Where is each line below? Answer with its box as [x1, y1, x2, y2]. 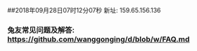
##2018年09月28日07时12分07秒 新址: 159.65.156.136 [7, 6, 161, 14]
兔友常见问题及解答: [7, 25, 75, 35]
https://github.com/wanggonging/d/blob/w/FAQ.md [7, 34, 190, 44]
